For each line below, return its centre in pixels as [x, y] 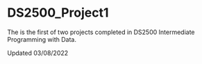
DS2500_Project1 [58, 13]
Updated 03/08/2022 [38, 53]
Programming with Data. [42, 39]
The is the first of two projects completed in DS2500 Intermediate [101, 32]
